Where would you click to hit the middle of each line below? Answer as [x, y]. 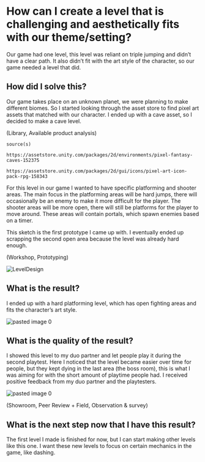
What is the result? [43, 289]
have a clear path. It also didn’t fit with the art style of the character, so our [100, 61]
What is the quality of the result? [70, 341]
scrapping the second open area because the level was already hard [93, 239]
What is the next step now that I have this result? [101, 425]
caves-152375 [23, 160]
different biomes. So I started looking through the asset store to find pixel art [103, 108]
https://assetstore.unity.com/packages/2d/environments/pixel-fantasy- [99, 155]
